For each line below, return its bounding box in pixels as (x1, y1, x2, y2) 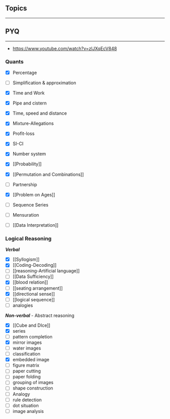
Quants (5, 58, 24, 65)
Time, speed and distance (12, 110, 67, 116)
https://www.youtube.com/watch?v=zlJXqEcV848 (12, 45, 117, 51)
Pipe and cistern (12, 100, 47, 106)
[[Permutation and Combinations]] (12, 171, 84, 177)
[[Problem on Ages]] (12, 191, 56, 197)
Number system (12, 151, 47, 157)
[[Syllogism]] (12, 256, 39, 263)
